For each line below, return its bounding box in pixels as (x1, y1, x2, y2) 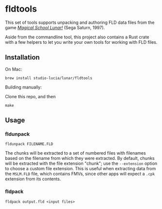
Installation (5, 53, 40, 62)
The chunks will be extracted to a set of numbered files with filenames (5, 150, 146, 156)
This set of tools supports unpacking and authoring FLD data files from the (5, 19, 155, 25)
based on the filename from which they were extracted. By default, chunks (5, 156, 155, 161)
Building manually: (5, 84, 42, 90)
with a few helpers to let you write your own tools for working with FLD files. (5, 39, 158, 45)
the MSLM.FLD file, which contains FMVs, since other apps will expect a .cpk (5, 171, 155, 177)
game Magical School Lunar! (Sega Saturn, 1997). (5, 24, 105, 30)
